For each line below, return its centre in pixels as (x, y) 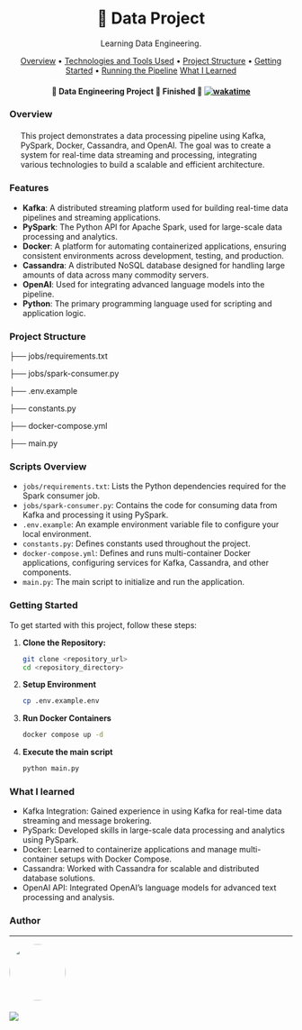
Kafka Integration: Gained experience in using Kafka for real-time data (152, 811)
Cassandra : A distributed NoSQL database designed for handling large (154, 265)
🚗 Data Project (151, 18)
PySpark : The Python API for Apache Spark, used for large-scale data (152, 227)
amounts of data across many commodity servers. (115, 275)
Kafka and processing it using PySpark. (95, 515)
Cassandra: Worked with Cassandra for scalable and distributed (141, 869)
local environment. (57, 534)
